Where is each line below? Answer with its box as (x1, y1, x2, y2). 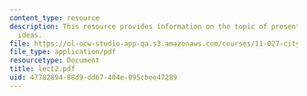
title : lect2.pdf (9, 65, 76, 74)
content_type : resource (9, 13, 101, 23)
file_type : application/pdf (9, 48, 117, 57)
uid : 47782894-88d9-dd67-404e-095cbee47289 (9, 73, 178, 82)
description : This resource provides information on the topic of (9, 22, 268, 31)
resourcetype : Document (9, 56, 101, 65)
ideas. (17, 30, 43, 39)
